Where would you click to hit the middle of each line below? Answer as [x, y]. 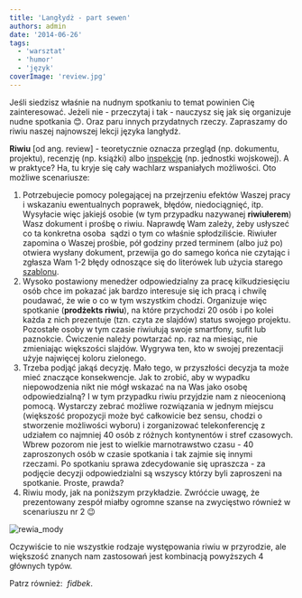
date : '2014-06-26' [46, 34]
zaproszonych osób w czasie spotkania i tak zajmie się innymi [137, 453]
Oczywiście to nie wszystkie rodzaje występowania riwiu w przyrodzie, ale [148, 547]
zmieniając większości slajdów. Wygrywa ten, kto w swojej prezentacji [153, 348]
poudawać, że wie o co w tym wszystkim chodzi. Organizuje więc [145, 300]
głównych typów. [41, 565]
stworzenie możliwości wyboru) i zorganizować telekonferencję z [144, 425]
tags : [19, 43]
